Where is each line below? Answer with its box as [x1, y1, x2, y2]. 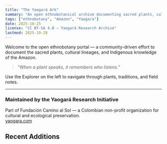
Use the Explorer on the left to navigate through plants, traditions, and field [5, 74, 158, 79]
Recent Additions [5, 132, 60, 141]
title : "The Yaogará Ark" [5, 7, 59, 12]
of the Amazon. [5, 55, 37, 60]
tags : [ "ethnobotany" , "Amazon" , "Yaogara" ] [5, 16, 99, 21]
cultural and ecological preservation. [5, 113, 81, 119]
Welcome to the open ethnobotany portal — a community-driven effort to [5, 44, 155, 50]
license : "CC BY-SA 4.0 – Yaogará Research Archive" [5, 26, 117, 31]
